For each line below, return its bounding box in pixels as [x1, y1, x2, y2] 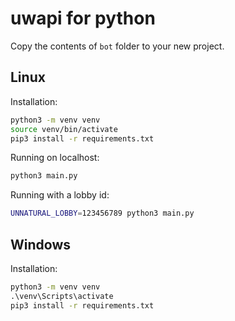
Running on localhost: [10, 152, 100, 164]
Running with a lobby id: [10, 189, 110, 201]
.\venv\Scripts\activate [10, 291, 114, 301]
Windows [10, 236, 71, 253]
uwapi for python [10, 7, 156, 30]
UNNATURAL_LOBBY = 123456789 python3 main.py [10, 208, 195, 219]
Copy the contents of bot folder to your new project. [10, 40, 225, 52]
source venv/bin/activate [10, 124, 118, 134]
